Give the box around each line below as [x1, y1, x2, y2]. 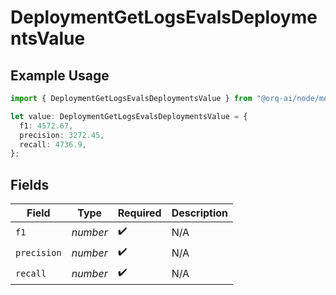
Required [117, 206, 162, 220]
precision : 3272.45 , [19, 130, 105, 140]
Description [171, 206, 229, 220]
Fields [10, 176, 50, 193]
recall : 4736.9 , [19, 139, 87, 150]
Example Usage [10, 67, 110, 84]
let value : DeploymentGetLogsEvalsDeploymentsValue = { [10, 111, 248, 121]
